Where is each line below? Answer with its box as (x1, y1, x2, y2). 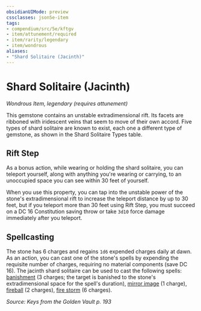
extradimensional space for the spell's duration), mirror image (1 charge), (6, 280, 187, 287)
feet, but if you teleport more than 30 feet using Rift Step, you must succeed (6, 202, 196, 209)
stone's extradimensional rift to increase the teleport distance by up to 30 (6, 195, 188, 202)
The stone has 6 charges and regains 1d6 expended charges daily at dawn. (6, 248, 192, 255)
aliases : (6, 48, 28, 54)
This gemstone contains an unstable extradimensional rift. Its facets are (6, 111, 184, 118)
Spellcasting (6, 232, 55, 242)
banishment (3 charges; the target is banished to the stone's (6, 274, 156, 281)
